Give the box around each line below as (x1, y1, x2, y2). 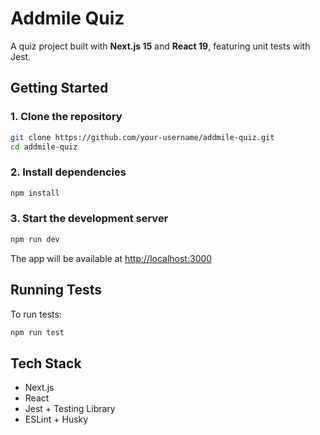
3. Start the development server (10, 212, 169, 226)
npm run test (10, 327, 65, 337)
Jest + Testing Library (24, 403, 116, 415)
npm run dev (10, 234, 60, 244)
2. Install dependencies (10, 165, 127, 179)
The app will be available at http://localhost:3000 (10, 252, 213, 264)
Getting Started (10, 80, 109, 97)
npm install (10, 188, 60, 198)
